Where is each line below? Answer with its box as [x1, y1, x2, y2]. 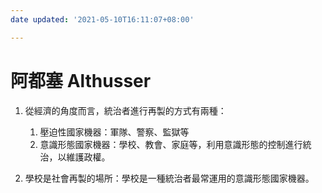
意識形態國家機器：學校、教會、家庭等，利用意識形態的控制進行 [39, 138, 303, 150]
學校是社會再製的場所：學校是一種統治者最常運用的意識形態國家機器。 [24, 172, 315, 184]
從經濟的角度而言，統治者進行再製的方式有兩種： [24, 104, 227, 116]
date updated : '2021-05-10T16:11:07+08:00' [10, 14, 195, 25]
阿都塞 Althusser [10, 69, 152, 92]
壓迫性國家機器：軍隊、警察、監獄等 [39, 126, 190, 138]
